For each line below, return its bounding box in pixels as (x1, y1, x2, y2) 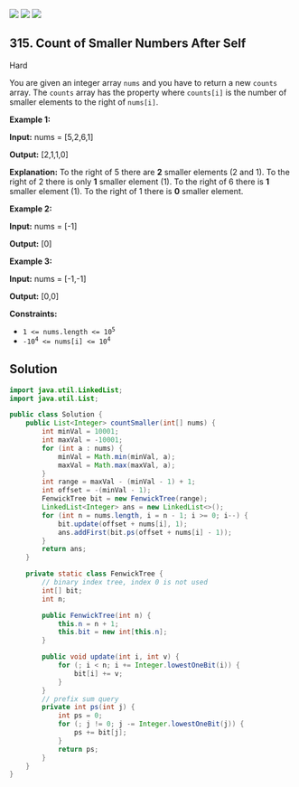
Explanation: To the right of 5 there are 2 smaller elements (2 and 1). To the (9, 166, 291, 177)
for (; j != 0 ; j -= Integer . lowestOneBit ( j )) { (57, 719, 245, 729)
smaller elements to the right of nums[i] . (9, 96, 159, 108)
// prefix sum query (42, 694, 119, 704)
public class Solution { (9, 410, 103, 419)
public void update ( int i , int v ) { (42, 652, 180, 661)
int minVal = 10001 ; (42, 427, 119, 436)
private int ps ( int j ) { (42, 703, 135, 712)
